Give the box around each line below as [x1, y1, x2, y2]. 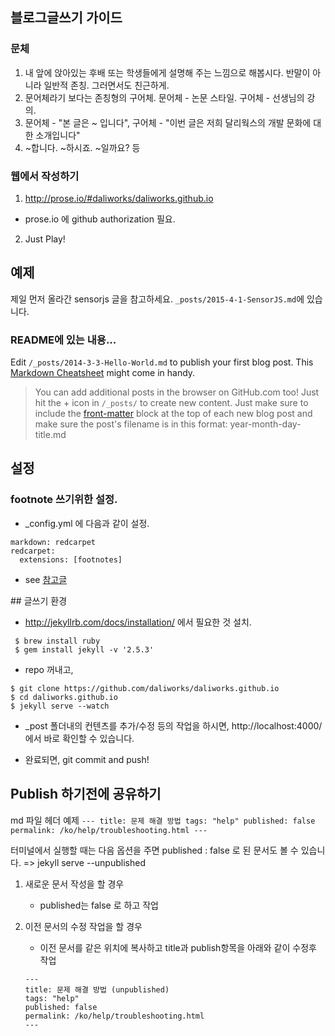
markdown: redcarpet [10, 537, 97, 547]
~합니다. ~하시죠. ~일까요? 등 [24, 141, 141, 153]
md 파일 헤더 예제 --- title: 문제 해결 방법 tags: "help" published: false [10, 814, 316, 826]
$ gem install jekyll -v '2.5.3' [14, 644, 155, 655]
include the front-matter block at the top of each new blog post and [34, 408, 313, 420]
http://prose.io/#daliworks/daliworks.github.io [24, 192, 214, 204]
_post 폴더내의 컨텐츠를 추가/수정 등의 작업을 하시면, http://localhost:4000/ [24, 719, 323, 732]
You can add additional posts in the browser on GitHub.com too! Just [34, 386, 320, 398]
